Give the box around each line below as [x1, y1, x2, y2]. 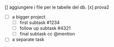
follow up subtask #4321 [19, 25, 71, 31]
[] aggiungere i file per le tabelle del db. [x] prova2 [5, 4, 109, 10]
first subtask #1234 [19, 19, 60, 25]
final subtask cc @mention [19, 31, 75, 37]
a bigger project [12, 14, 46, 19]
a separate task [12, 36, 44, 42]
